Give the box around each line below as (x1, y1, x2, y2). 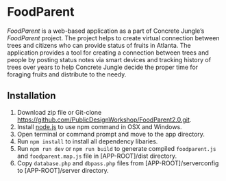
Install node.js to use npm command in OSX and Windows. (16, 122, 183, 130)
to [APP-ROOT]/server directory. (16, 166, 109, 174)
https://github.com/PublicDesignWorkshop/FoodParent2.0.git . (16, 115, 192, 124)
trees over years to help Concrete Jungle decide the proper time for (7, 63, 199, 71)
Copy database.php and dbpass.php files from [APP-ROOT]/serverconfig (16, 158, 219, 167)
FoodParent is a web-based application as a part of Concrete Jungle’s (7, 27, 205, 35)
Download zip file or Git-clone (16, 108, 102, 116)
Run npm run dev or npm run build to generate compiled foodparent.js (16, 144, 217, 152)
